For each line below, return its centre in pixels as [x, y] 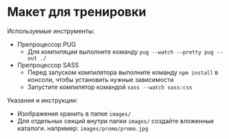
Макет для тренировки [77, 12]
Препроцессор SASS [48, 65]
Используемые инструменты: [51, 31]
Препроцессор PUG [47, 44]
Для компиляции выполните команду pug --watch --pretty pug [120, 52]
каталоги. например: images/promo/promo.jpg [82, 128]
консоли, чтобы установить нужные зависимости [101, 79]
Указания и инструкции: [42, 100]
